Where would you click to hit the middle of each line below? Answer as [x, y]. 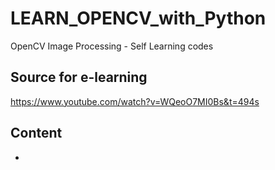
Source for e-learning [79, 77]
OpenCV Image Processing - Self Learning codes [112, 46]
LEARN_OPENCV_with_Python [138, 18]
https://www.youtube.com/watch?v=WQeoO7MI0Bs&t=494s [135, 101]
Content [36, 133]
